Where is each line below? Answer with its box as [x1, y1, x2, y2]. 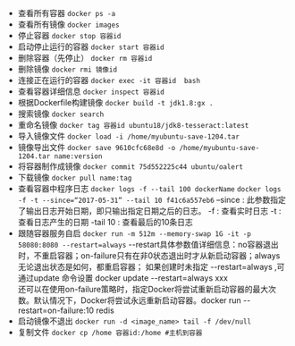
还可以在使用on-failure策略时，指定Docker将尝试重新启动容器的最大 [17, 284, 269, 294]
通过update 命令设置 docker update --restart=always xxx [17, 273, 228, 283]
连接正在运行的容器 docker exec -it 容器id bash [17, 75, 201, 85]
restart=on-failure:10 [17, 305, 94, 316]
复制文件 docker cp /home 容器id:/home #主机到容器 [17, 327, 203, 337]
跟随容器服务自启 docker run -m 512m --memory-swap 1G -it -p [17, 228, 252, 239]
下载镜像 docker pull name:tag [17, 173, 132, 182]
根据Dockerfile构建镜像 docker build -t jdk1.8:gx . [17, 97, 214, 107]
